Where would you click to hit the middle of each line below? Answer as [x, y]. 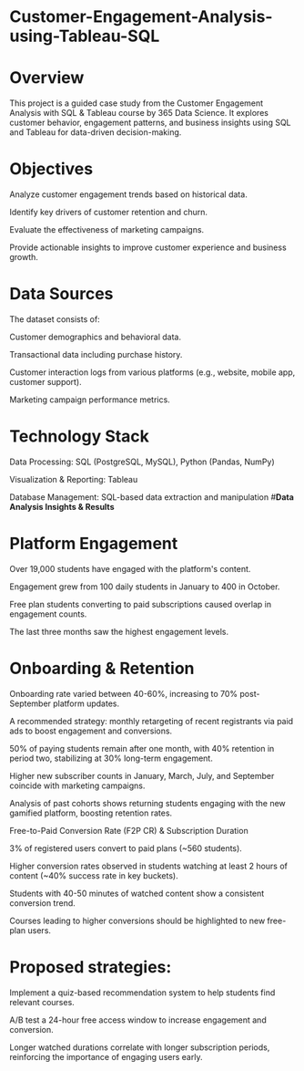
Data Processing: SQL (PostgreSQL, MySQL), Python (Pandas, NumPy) [142, 462]
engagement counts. [48, 614]
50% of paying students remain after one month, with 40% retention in [142, 748]
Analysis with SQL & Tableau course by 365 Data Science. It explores [139, 113]
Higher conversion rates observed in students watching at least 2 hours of [149, 866]
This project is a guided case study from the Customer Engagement [137, 103]
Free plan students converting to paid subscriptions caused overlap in [141, 604]
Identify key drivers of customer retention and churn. [108, 213]
